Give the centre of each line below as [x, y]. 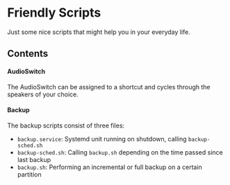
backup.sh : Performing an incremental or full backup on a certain [110, 167]
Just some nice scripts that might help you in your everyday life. [99, 32]
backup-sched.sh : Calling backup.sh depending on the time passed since [120, 152]
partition [29, 174]
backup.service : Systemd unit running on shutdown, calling [102, 139]
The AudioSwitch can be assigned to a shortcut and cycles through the [109, 87]
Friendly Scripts [54, 13]
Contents [28, 54]
